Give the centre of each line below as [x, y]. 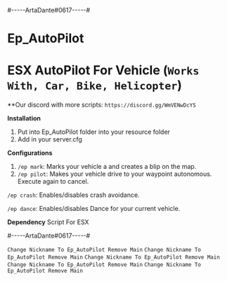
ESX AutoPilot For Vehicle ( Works [103, 70]
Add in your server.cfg [50, 139]
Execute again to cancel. [53, 181]
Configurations [30, 153]
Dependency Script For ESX [48, 222]
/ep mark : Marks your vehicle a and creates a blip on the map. [107, 167]
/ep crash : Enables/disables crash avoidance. [73, 195]
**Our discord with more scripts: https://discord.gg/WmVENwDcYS [102, 105]
